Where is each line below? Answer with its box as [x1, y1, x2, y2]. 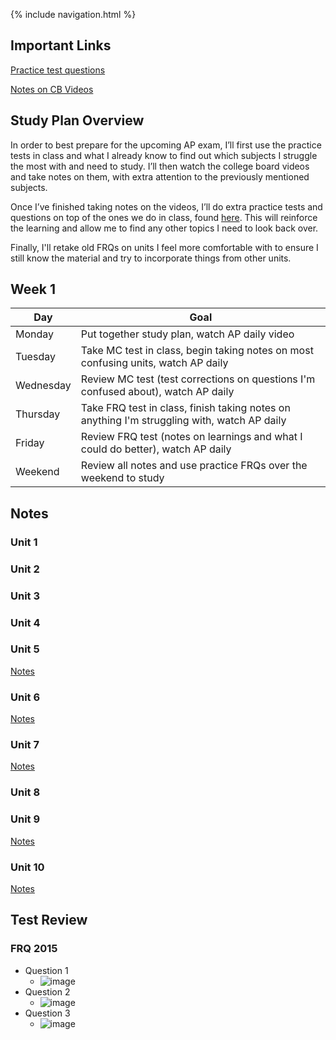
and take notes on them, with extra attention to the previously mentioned [10, 170, 310, 183]
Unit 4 [10, 615, 41, 629]
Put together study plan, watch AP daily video [80, 327, 295, 341]
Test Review [10, 912, 88, 929]
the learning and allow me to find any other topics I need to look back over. [10, 222, 319, 234]
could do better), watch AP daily [80, 442, 232, 456]
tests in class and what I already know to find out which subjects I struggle [10, 149, 318, 161]
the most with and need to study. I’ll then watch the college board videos [10, 160, 310, 172]
